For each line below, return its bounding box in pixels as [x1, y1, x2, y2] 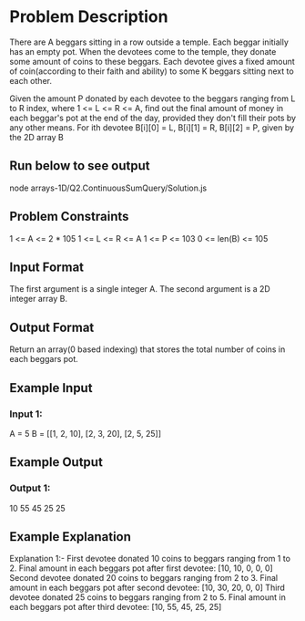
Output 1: [9, 481, 51, 494]
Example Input [9, 380, 93, 396]
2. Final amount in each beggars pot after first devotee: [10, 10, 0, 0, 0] [9, 563, 273, 574]
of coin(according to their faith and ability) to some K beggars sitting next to [9, 66, 294, 77]
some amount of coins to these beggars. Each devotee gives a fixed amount [9, 56, 296, 67]
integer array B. [9, 294, 68, 305]
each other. [9, 75, 53, 86]
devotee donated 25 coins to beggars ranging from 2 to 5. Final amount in [9, 592, 287, 603]
